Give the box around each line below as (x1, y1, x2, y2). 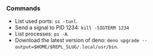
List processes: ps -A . (14, 30, 69, 38)
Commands (6, 4, 41, 13)
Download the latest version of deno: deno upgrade (14, 37, 139, 44)
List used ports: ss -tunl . (14, 18, 78, 25)
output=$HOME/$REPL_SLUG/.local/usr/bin (14, 44, 117, 50)
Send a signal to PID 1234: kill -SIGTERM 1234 (14, 24, 130, 31)
